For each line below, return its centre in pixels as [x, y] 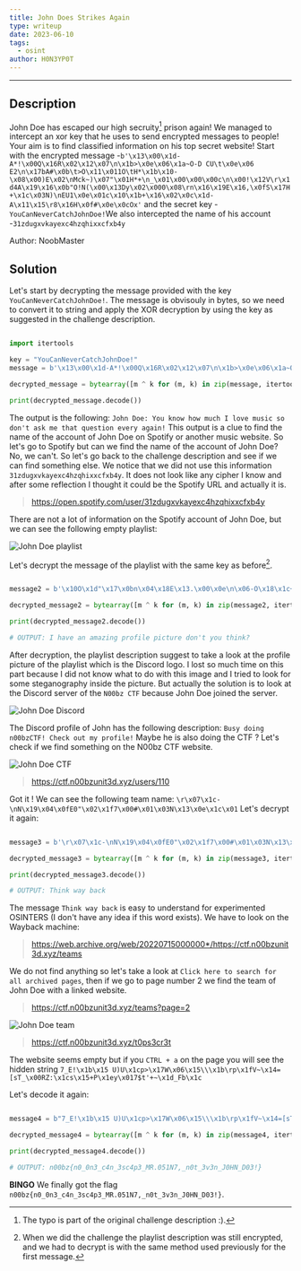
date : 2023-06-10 [42, 34]
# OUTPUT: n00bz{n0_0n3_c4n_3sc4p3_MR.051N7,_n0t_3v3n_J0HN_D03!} [136, 1167]
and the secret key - [181, 205]
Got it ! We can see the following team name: [92, 798]
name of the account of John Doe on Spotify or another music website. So [146, 437]
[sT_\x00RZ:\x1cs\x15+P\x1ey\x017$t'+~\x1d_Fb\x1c [106, 1078]
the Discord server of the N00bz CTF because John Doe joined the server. [143, 692]
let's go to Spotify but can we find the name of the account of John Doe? [144, 446]
